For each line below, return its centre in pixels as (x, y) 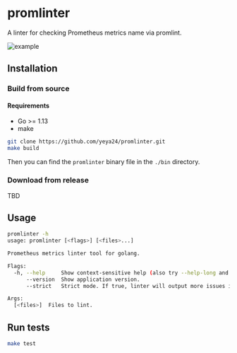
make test (22, 344)
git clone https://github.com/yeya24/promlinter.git (86, 142)
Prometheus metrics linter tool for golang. (74, 254)
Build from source (38, 88)
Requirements (29, 105)
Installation (32, 69)
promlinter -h (28, 234)
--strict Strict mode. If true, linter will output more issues (126, 286)
